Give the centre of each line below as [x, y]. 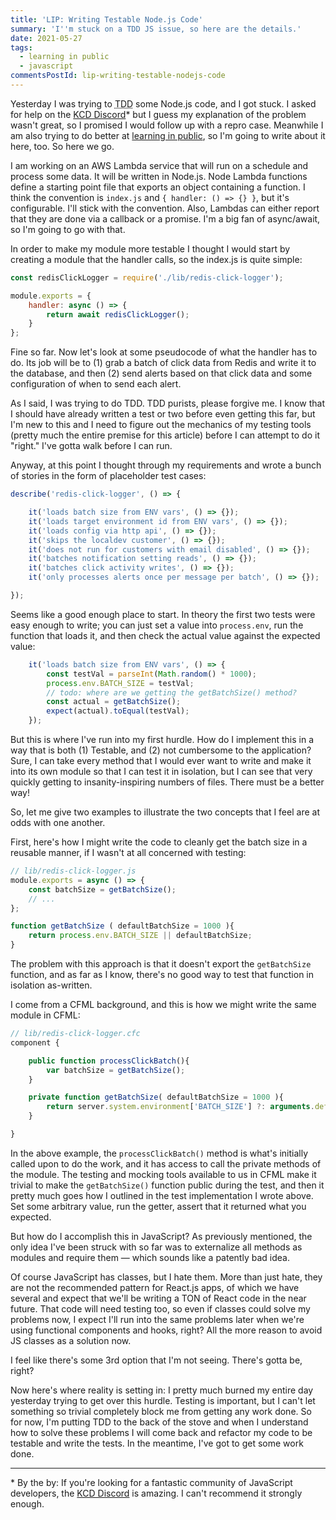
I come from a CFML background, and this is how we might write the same [163, 1004]
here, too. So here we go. [62, 146]
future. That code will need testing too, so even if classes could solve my [160, 1308]
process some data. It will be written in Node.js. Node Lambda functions [159, 176]
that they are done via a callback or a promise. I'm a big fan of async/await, [165, 218]
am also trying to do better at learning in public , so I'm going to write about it [168, 135]
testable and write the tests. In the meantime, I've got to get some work [157, 1443]
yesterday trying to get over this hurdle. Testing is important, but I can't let [163, 1400]
